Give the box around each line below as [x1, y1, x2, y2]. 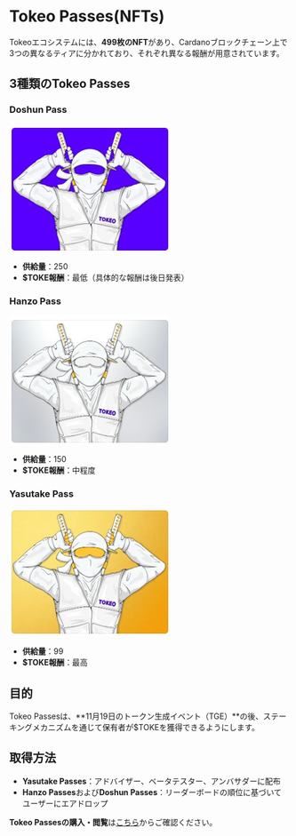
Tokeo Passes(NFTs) [9, 6, 165, 27]
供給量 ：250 [21, 260, 68, 272]
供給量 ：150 [21, 453, 67, 464]
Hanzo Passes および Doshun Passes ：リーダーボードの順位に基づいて [21, 786, 283, 797]
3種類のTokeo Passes [9, 76, 131, 92]
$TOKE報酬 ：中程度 [21, 465, 96, 475]
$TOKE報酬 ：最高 [21, 657, 89, 668]
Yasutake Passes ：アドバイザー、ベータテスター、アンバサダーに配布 [21, 776, 282, 786]
